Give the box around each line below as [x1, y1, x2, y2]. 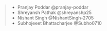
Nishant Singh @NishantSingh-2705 [17, 15, 94, 20]
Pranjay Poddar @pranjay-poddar [17, 4, 88, 10]
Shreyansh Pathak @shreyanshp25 [17, 9, 92, 15]
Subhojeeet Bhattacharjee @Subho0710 [17, 20, 102, 26]
